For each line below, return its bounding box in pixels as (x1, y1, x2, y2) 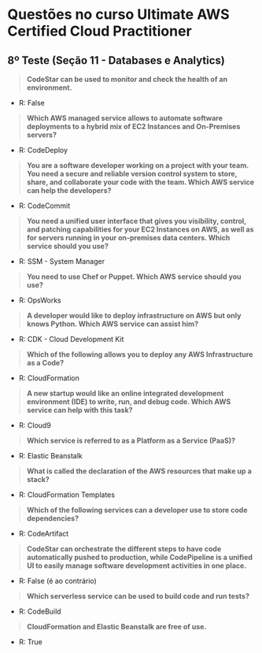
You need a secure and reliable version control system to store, (26, 169, 238, 178)
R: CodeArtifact (18, 529, 69, 538)
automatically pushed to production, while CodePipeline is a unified (26, 553, 253, 562)
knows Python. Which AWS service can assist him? (26, 319, 198, 328)
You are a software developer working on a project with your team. (26, 161, 249, 170)
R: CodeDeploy (18, 146, 68, 154)
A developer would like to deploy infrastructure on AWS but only (26, 311, 242, 320)
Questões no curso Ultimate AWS (7, 6, 230, 24)
